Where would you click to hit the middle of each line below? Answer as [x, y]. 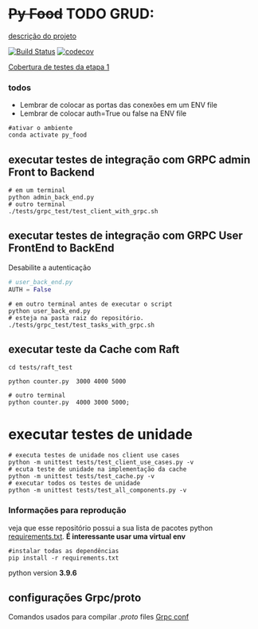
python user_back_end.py [49, 311]
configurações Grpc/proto [75, 598]
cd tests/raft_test [41, 368]
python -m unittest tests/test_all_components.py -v [98, 491]
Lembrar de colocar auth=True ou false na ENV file [103, 113]
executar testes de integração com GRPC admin [129, 159]
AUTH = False [30, 289]
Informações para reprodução [67, 510]
